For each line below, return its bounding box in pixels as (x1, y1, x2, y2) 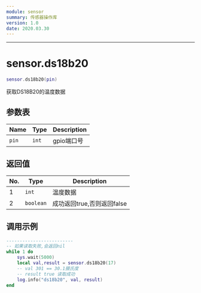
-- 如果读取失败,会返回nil (6, 243, 66, 249)
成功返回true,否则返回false (52, 199, 127, 207)
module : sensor (6, 8, 44, 15)
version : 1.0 (6, 20, 39, 26)
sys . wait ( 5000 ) (17, 255, 55, 261)
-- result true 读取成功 (17, 271, 75, 277)
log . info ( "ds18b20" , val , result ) (17, 276, 103, 283)
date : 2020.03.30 (6, 25, 50, 32)
